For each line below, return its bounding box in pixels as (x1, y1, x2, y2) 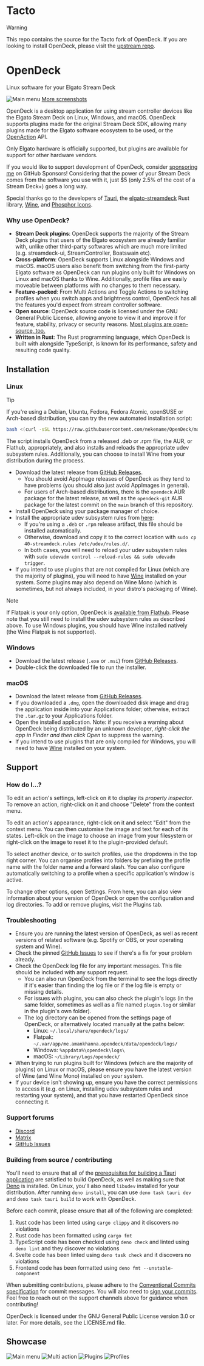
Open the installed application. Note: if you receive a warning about (15, 718, 184, 726)
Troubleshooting (6, 916, 56, 924)
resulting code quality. (15, 347, 71, 354)
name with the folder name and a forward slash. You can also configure (6, 863, 185, 871)
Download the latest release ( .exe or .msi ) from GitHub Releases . (15, 657, 178, 665)
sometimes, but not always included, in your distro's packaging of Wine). (15, 585, 198, 592)
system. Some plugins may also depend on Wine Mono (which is (15, 578, 177, 586)
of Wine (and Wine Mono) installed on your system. (15, 1072, 144, 1080)
